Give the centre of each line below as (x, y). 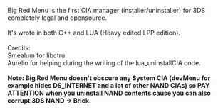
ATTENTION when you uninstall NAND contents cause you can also (109, 93)
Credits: (19, 48)
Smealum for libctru (36, 55)
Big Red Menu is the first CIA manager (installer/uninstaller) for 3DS (107, 10)
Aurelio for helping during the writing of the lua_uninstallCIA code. (104, 63)
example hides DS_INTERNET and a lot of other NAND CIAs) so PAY (109, 85)
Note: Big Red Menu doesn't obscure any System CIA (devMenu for (109, 78)
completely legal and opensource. (57, 18)
